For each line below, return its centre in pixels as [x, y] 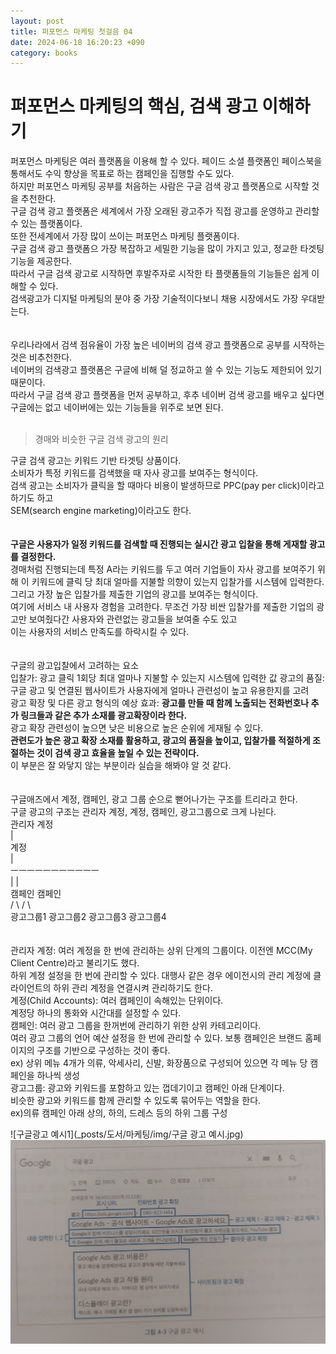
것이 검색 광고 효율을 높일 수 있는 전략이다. [118, 753]
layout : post [37, 21]
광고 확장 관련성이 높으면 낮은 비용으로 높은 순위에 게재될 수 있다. [137, 728]
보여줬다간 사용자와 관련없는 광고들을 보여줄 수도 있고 [133, 619]
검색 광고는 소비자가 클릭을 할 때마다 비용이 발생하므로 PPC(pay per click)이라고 [167, 486]
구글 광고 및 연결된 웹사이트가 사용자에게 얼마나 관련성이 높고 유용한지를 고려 [160, 691]
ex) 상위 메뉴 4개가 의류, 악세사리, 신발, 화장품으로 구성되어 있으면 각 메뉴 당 [159, 1063]
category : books [44, 53]
